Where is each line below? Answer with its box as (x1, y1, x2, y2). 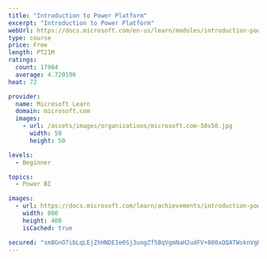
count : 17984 (15, 64, 59, 72)
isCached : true (22, 224, 73, 232)
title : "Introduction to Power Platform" (8, 11, 148, 20)
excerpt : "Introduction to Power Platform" (8, 19, 155, 27)
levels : (8, 151, 34, 159)
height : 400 (22, 216, 62, 225)
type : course (8, 33, 52, 42)
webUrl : (8, 26, 34, 34)
